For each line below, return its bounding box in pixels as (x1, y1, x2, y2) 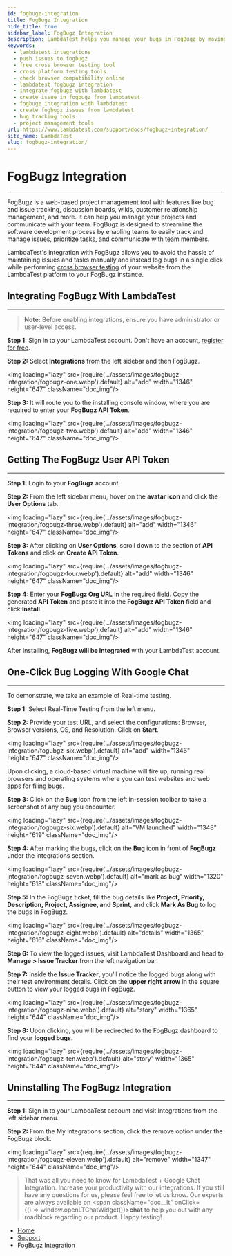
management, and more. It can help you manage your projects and (7, 213, 197, 222)
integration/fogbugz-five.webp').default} (7, 625, 123, 634)
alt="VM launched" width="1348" (122, 823, 217, 832)
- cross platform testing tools (13, 68, 107, 75)
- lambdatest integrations (13, 49, 91, 56)
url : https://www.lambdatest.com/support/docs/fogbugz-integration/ (7, 126, 209, 133)
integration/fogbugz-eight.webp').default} (7, 928, 126, 937)
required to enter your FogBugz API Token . (7, 406, 130, 414)
